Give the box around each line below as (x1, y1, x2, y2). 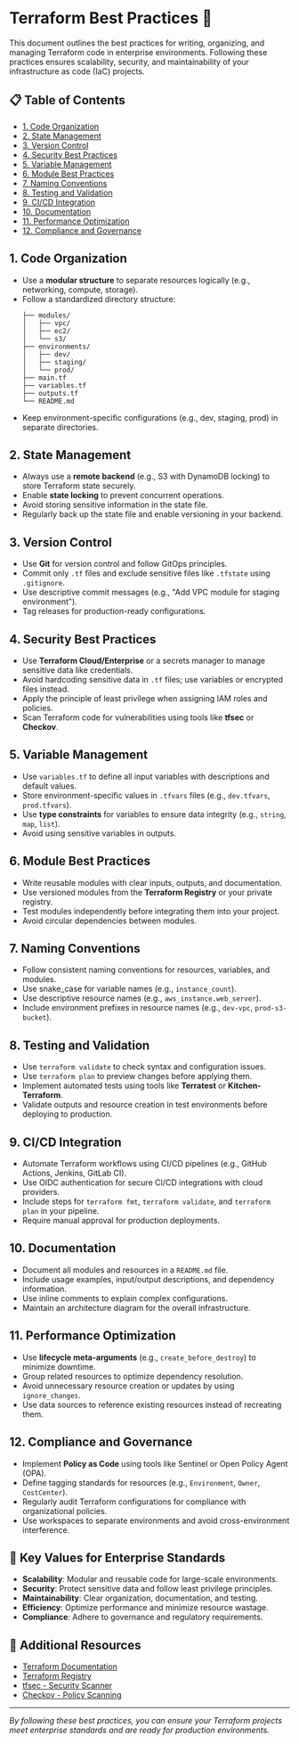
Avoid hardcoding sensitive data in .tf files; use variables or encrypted (21, 675, 283, 684)
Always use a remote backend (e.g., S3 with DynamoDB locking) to (21, 471, 270, 482)
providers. (21, 1187, 61, 1198)
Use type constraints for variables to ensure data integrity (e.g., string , (21, 808, 287, 819)
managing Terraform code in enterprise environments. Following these (9, 46, 268, 57)
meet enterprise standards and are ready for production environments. (9, 1724, 270, 1736)
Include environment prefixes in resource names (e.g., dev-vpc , (21, 1003, 254, 1013)
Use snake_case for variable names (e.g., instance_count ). (21, 984, 238, 995)
